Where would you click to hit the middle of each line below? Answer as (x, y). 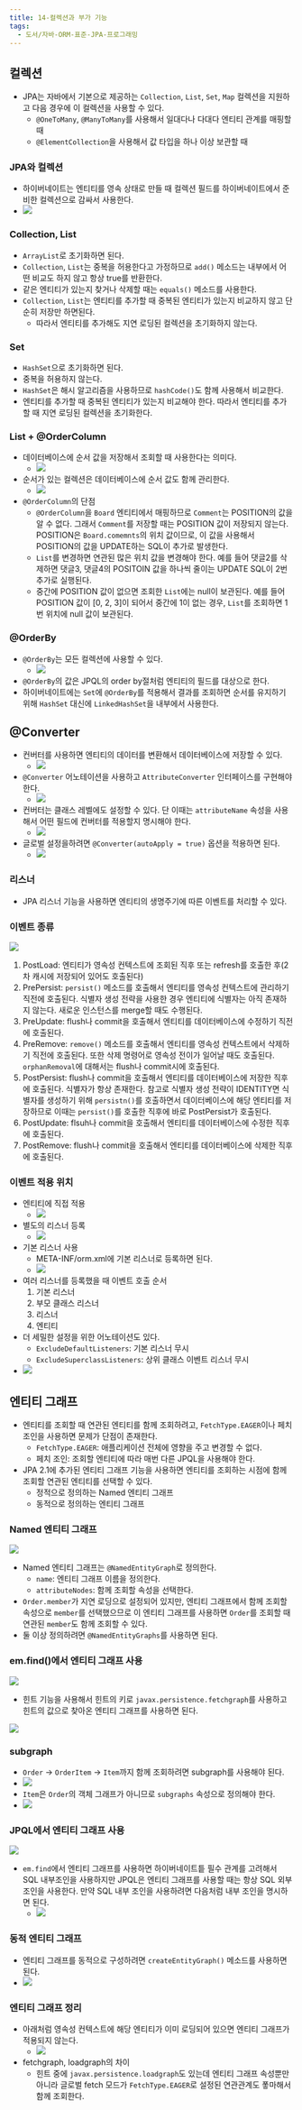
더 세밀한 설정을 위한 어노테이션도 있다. (91, 1337)
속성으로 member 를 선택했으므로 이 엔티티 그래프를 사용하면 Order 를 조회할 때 (156, 1613)
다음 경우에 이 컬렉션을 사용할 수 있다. (98, 108)
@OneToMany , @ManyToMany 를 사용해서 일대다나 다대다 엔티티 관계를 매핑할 (164, 119)
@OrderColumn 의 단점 (59, 501)
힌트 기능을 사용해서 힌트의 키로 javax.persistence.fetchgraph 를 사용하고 (155, 1699)
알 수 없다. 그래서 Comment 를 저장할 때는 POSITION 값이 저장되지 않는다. (162, 524)
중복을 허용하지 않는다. (62, 379)
